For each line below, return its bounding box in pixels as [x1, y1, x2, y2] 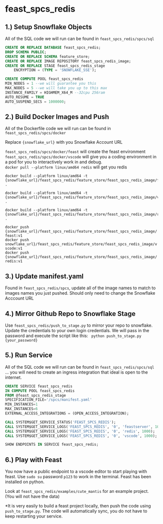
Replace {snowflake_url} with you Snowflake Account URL [5, 139, 123, 145]
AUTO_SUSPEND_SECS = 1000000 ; [5, 99, 66, 104]
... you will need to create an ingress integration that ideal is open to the [5, 369, 148, 375]
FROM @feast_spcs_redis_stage [5, 393, 66, 398]
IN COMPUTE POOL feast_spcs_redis [5, 388, 75, 393]
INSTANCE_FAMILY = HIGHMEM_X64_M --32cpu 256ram [5, 90, 105, 95]
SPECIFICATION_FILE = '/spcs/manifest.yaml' [5, 397, 92, 402]
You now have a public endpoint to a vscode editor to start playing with [5, 468, 147, 474]
